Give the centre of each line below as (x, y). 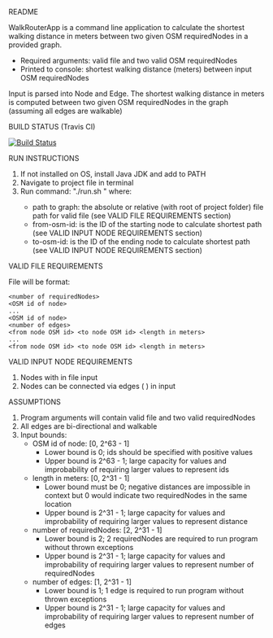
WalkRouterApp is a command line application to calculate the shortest (127, 27)
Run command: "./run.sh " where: (76, 191)
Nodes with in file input (59, 377)
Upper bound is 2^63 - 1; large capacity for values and (136, 461)
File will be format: (39, 282)
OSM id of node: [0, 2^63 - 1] (81, 444)
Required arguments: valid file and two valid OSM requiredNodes (129, 61)
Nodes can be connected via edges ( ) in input (98, 386)
